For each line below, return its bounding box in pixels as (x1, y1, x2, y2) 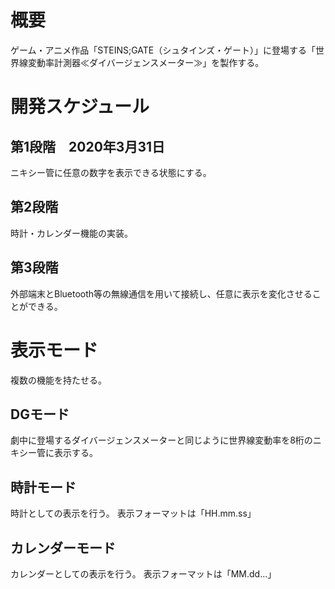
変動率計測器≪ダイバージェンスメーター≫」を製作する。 (27, 56, 265, 68)
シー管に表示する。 (18, 447, 98, 459)
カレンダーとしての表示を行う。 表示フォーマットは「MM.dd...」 (10, 567, 277, 580)
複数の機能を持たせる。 (10, 374, 107, 386)
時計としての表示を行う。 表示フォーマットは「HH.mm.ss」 (10, 507, 257, 520)
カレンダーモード (10, 539, 116, 556)
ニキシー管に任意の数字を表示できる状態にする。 (10, 166, 212, 178)
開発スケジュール (10, 96, 150, 118)
